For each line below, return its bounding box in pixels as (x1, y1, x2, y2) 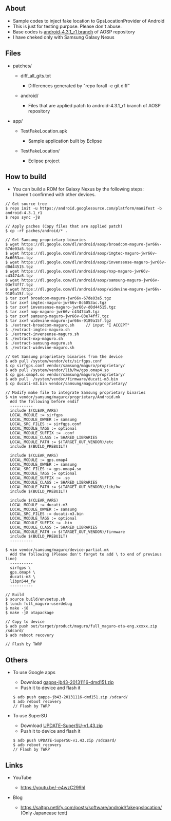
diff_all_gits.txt (20, 72, 51, 79)
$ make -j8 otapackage (5, 610, 54, 616)
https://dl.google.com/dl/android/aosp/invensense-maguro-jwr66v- (21, 260, 167, 265)
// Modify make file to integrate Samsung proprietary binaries (5, 390, 146, 395)
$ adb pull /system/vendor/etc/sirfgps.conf (5, 359, 102, 364)
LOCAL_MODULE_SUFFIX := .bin (10, 521, 72, 526)
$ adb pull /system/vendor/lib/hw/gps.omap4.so (5, 368, 109, 373)
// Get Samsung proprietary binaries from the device (5, 354, 123, 359)
